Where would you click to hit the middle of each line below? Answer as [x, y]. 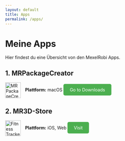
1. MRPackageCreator [39, 73]
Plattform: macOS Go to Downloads [65, 90]
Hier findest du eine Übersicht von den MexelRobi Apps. [63, 57]
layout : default [22, 10]
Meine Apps [31, 44]
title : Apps [17, 14]
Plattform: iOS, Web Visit [54, 128]
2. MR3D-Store [29, 111]
